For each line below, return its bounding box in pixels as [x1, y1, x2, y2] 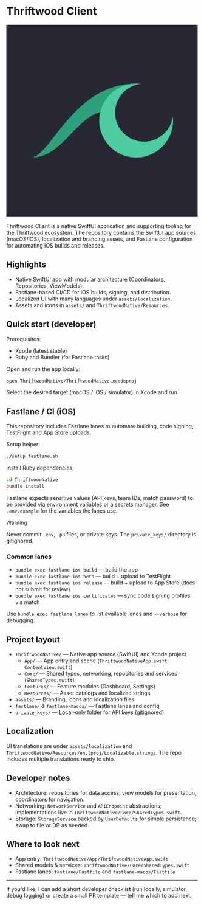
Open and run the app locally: [6, 365, 81, 372]
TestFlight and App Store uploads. [6, 429, 92, 436]
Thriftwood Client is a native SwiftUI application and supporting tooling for [6, 222, 192, 229]
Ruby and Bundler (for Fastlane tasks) [15, 353, 110, 361]
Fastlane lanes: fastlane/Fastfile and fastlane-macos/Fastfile [15, 868, 176, 875]
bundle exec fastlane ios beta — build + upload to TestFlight [15, 573, 171, 580]
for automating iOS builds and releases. [6, 241, 105, 249]
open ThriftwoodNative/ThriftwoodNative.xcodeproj [6, 378, 137, 384]
